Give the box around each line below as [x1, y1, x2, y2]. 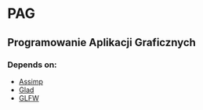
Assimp [18, 76, 44, 86]
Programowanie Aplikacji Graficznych [7, 36, 197, 49]
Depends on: [7, 59, 57, 70]
